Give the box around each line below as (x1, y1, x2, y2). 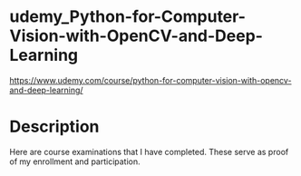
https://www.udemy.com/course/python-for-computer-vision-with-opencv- (9, 74, 292, 85)
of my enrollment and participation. (9, 156, 141, 167)
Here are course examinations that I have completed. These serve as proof (9, 146, 289, 157)
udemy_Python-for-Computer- (9, 6, 247, 27)
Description (9, 116, 100, 137)
